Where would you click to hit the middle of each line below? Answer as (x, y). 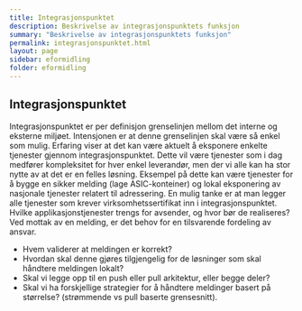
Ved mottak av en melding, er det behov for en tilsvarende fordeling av (141, 222)
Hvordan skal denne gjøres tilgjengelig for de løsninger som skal (142, 259)
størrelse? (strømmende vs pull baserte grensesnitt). (120, 297)
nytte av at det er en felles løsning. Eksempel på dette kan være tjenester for (151, 174)
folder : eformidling (48, 69)
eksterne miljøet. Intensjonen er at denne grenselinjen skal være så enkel (145, 135)
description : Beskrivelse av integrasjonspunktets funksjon (125, 26)
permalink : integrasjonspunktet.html (80, 43)
